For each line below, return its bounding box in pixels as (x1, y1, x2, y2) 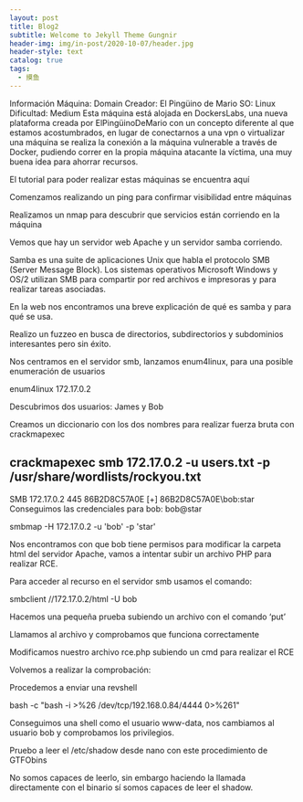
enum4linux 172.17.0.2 (9, 383, 91, 394)
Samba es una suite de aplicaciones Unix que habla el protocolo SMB (9, 254, 271, 265)
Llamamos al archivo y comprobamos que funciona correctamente (9, 628, 260, 639)
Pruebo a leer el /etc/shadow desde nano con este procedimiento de (9, 744, 268, 755)
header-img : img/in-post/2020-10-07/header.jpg (9, 38, 194, 48)
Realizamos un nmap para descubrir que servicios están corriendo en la (9, 209, 280, 220)
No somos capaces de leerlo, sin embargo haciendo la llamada (9, 772, 246, 783)
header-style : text (9, 47, 84, 57)
